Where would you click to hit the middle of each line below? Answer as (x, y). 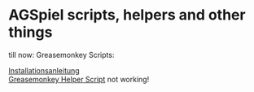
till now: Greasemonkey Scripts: (61, 55)
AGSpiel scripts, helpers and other (127, 15)
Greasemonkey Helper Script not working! (79, 79)
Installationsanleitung (44, 70)
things (31, 32)
